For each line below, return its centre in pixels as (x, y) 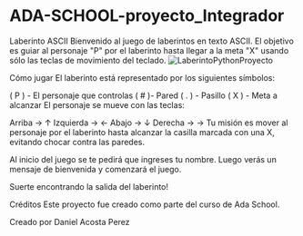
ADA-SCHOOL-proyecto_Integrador (147, 16)
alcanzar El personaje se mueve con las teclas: (97, 104)
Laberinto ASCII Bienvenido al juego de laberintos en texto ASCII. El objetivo (151, 41)
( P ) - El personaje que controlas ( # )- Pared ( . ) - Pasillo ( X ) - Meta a (143, 95)
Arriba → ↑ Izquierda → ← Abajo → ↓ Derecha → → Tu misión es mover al (149, 123)
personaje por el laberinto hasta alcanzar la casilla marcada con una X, (142, 132)
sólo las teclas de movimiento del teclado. (88, 60)
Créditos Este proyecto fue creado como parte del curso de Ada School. (145, 204)
